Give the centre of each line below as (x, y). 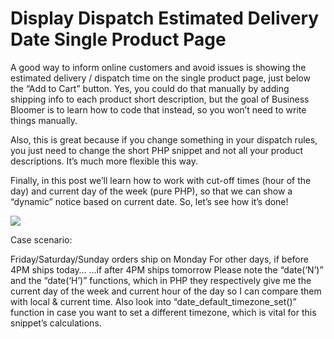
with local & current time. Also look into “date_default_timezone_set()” (153, 301)
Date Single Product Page (118, 39)
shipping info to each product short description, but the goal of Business (160, 99)
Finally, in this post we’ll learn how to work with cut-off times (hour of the (161, 180)
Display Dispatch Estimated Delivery (165, 18)
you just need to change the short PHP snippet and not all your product (157, 150)
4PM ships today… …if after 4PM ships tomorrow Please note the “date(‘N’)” (167, 269)
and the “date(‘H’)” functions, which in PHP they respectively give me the (161, 280)
